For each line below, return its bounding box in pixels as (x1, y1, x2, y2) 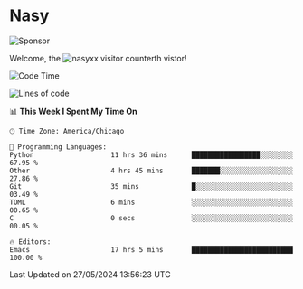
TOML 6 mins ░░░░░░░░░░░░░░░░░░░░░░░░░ (9, 198, 294, 207)
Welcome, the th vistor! (9, 52, 187, 63)
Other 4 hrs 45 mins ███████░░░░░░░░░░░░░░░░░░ (9, 166, 294, 175)
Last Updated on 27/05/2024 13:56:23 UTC (9, 268, 171, 280)
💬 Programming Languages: (9, 142, 107, 152)
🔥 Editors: (9, 237, 52, 247)
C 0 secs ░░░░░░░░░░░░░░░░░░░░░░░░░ (9, 213, 294, 222)
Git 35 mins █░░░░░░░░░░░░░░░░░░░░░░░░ (9, 182, 294, 191)
